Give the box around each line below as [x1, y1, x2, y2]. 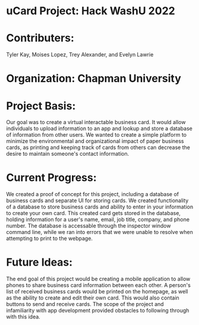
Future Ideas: [6, 255, 73, 269]
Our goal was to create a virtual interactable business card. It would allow [6, 119, 186, 126]
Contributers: [6, 31, 74, 45]
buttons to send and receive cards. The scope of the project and [6, 301, 165, 308]
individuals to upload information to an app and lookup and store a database [6, 125, 193, 132]
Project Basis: [6, 99, 76, 112]
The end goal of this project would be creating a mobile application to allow [6, 275, 191, 283]
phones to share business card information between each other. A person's [6, 282, 191, 289]
